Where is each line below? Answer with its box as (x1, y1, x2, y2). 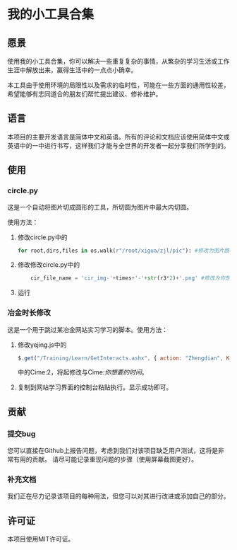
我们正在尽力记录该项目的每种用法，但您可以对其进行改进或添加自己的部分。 (7, 492, 230, 500)
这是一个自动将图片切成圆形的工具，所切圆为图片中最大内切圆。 (7, 202, 193, 211)
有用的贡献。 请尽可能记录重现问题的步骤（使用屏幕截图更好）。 (13, 455, 197, 464)
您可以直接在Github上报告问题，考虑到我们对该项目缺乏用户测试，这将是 (7, 447, 219, 455)
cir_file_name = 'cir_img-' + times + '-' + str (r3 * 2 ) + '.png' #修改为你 (30, 275, 226, 282)
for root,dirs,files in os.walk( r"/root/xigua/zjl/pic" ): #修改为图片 (17, 247, 224, 254)
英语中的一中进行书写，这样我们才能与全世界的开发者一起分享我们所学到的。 (7, 141, 230, 149)
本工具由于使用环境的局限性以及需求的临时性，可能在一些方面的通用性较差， (7, 81, 230, 89)
